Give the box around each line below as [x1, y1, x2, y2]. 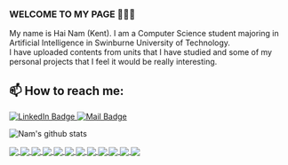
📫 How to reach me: [9, 83, 124, 98]
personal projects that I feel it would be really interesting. [9, 57, 218, 67]
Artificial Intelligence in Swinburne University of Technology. [9, 37, 231, 48]
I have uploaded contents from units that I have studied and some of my [9, 47, 273, 58]
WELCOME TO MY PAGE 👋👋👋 [9, 8, 136, 20]
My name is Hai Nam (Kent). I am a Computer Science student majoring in [9, 28, 279, 39]
